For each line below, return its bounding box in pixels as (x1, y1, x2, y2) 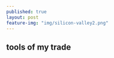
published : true (6, 8, 47, 15)
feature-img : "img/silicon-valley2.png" (6, 20, 109, 26)
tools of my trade (6, 42, 71, 52)
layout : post (6, 14, 39, 20)
